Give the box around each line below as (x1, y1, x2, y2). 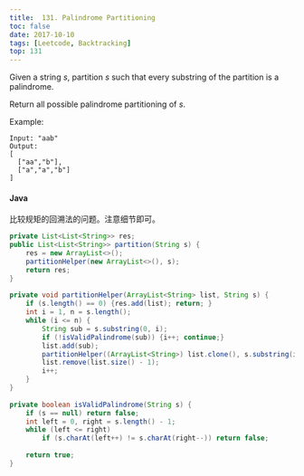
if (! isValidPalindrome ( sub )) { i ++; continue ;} (42, 332, 224, 342)
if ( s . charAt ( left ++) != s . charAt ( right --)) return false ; (42, 433, 270, 443)
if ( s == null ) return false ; (25, 408, 140, 417)
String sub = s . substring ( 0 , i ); (42, 324, 168, 333)
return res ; (25, 265, 71, 274)
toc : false (9, 22, 51, 31)
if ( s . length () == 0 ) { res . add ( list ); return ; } (25, 300, 213, 309)
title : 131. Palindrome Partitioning (9, 13, 156, 23)
